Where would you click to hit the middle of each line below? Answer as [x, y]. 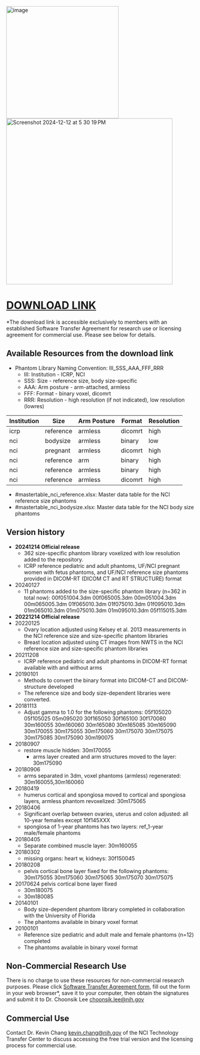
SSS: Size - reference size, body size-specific [81, 381]
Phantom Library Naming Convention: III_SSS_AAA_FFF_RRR [89, 368]
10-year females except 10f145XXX [67, 820]
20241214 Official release [47, 546]
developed [61, 686]
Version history [36, 532]
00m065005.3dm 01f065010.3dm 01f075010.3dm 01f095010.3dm [104, 604]
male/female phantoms [52, 833]
